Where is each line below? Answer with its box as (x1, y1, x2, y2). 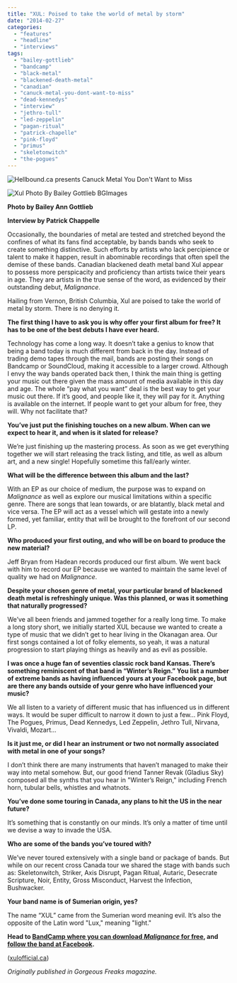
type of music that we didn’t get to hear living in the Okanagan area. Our (7, 630, 218, 639)
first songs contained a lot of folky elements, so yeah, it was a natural (7, 637, 210, 646)
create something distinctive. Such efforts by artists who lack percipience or (7, 245, 230, 253)
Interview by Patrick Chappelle (7, 216, 100, 224)
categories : (7, 23, 42, 31)
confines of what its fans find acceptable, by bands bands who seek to (7, 237, 214, 246)
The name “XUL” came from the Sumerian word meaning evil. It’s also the (7, 911, 221, 919)
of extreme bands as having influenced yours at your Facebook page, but (7, 674, 228, 682)
